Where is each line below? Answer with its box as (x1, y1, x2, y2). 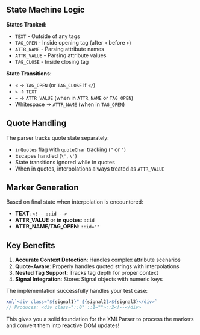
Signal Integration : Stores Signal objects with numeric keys (14, 275, 163, 283)
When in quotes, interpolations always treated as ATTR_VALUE (14, 165, 165, 172)
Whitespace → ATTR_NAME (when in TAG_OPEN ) (14, 101, 125, 108)
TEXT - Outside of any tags (14, 33, 80, 40)
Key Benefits (6, 240, 55, 251)
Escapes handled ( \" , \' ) (14, 152, 77, 159)
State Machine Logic (6, 5, 86, 15)
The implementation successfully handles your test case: (6, 287, 148, 295)
